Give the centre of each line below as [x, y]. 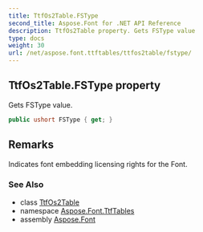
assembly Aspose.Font [58, 219]
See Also [26, 185]
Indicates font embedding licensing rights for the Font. [98, 164]
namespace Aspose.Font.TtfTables [77, 210]
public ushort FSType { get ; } [61, 120]
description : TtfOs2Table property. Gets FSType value [102, 31]
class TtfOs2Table [50, 202]
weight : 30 [26, 46]
